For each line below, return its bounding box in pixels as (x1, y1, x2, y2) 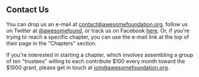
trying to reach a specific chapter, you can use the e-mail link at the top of (6, 33, 189, 41)
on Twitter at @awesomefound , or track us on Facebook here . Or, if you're (6, 27, 190, 34)
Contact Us (6, 5, 49, 15)
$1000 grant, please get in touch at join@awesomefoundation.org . (6, 64, 170, 71)
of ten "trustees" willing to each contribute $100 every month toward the (6, 57, 185, 64)
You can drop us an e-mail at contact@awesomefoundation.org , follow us (6, 20, 188, 27)
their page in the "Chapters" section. (6, 39, 97, 47)
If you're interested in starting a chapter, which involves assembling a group (6, 51, 194, 58)
